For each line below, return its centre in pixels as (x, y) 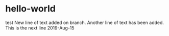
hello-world (31, 9)
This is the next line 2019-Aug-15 (40, 27)
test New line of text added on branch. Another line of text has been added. (85, 22)
